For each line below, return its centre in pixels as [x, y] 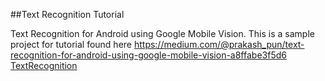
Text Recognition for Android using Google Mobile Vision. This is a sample [162, 33]
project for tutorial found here [71, 44]
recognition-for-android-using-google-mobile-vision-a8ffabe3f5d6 [148, 55]
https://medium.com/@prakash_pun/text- [219, 44]
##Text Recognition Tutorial [67, 14]
